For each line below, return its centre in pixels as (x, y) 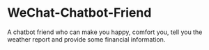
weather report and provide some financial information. (86, 39)
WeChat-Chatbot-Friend (79, 13)
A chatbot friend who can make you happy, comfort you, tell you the (105, 32)
